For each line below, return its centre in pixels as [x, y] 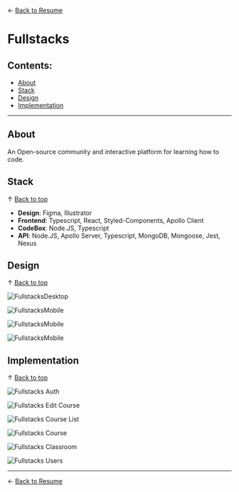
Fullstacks [38, 39]
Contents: [30, 65]
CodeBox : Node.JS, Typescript [63, 228]
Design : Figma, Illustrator [55, 213]
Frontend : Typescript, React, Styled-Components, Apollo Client [111, 220]
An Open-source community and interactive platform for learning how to [113, 151]
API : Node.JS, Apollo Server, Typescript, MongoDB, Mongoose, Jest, [119, 236]
